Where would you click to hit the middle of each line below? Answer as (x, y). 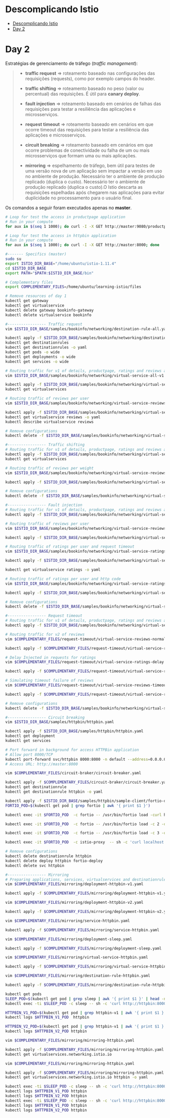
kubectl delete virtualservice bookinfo (49, 315)
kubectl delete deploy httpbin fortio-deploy (54, 861)
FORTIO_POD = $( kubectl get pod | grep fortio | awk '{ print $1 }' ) (78, 805)
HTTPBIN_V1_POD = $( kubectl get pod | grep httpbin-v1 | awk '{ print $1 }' (86, 1013)
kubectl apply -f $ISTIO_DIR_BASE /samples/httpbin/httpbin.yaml (74, 731)
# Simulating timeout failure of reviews (50, 681)
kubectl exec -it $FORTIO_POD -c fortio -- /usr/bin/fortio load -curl (83, 815)
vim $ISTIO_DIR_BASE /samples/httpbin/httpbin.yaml (60, 722)
